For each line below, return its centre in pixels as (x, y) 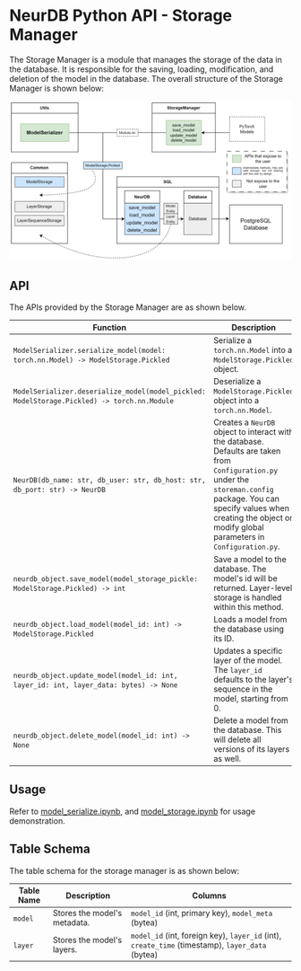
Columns (209, 896)
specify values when (251, 508)
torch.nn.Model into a (253, 349)
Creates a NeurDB (245, 422)
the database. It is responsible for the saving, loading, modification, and (142, 69)
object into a (236, 401)
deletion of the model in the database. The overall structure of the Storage (146, 78)
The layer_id (238, 670)
